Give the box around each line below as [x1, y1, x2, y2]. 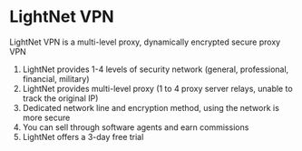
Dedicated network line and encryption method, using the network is [22, 102, 279, 113]
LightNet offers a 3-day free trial [22, 131, 144, 142]
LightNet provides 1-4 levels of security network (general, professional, [22, 64, 289, 75]
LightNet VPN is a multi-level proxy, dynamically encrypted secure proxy [9, 36, 281, 47]
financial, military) [22, 73, 90, 84]
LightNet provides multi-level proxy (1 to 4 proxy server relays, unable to [22, 83, 293, 94]
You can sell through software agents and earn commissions [22, 121, 249, 133]
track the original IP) [22, 93, 99, 104]
